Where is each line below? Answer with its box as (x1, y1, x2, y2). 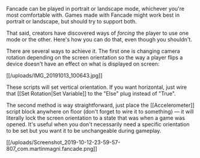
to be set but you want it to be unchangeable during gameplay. (6, 127, 162, 134)
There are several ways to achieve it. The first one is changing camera (6, 47, 180, 55)
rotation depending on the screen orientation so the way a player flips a (6, 54, 183, 61)
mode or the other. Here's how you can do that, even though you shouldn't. (6, 36, 192, 43)
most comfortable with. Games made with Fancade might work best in (6, 11, 180, 19)
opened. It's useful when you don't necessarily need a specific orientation (6, 121, 190, 128)
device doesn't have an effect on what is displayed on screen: (6, 60, 160, 67)
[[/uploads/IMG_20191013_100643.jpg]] (6, 72, 103, 79)
